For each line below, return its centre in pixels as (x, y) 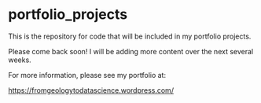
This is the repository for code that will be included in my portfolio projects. (130, 36)
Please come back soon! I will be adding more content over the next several (131, 51)
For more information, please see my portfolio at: (87, 75)
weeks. (20, 60)
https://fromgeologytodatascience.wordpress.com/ (91, 90)
